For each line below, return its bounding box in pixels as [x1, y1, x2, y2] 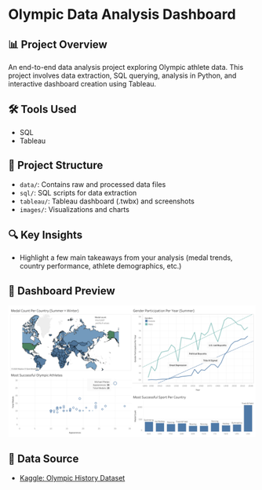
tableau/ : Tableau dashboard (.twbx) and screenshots [19, 196, 195, 206]
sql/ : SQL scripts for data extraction [19, 188, 137, 197]
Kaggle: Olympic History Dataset [19, 473, 126, 482]
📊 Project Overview [8, 38, 107, 51]
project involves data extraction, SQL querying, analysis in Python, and [8, 71, 237, 80]
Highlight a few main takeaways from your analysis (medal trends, [19, 253, 233, 262]
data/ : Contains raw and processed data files [19, 179, 166, 189]
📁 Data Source [8, 452, 79, 466]
